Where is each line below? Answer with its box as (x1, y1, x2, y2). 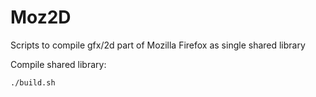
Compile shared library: (10, 58, 107, 70)
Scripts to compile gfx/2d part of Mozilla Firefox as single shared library (10, 39, 306, 51)
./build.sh (10, 77, 56, 88)
